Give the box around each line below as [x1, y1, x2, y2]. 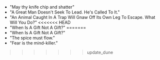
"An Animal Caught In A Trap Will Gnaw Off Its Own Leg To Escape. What [9, 15, 156, 20]
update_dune [87, 49, 113, 55]
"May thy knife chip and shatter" [9, 4, 75, 10]
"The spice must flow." [9, 35, 55, 41]
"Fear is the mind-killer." [9, 40, 58, 45]
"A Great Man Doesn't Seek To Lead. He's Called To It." [9, 9, 120, 15]
